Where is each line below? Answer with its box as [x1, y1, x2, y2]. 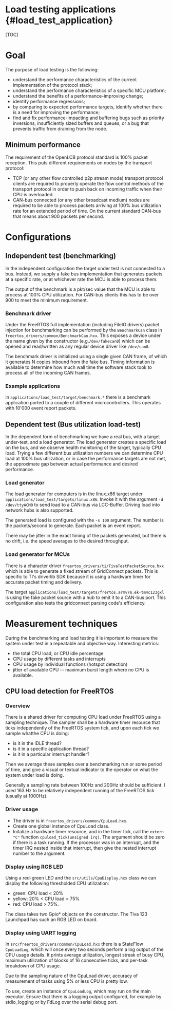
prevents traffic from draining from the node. [12, 125, 108, 132]
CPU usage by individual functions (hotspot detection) [12, 661, 128, 667]
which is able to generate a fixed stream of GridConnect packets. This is [5, 568, 158, 574]
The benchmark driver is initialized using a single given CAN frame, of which [5, 353, 167, 359]
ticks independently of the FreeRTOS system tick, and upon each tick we [5, 725, 159, 731]
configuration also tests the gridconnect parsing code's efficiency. [5, 600, 146, 606]
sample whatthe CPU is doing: [5, 731, 69, 737]
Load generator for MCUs [5, 551, 70, 558]
